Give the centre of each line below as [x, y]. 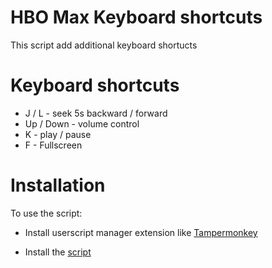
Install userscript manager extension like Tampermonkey [141, 232]
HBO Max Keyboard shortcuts [136, 17]
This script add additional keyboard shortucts [104, 45]
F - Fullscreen [53, 145]
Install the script [58, 252]
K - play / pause [58, 134]
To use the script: [46, 213]
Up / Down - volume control [82, 123]
